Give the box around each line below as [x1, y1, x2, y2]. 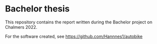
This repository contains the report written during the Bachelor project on [5, 19, 153, 25]
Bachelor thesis [5, 3, 70, 14]
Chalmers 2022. [5, 24, 38, 30]
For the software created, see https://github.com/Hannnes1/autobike [5, 33, 143, 39]
